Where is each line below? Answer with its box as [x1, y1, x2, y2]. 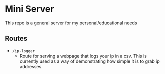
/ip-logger [12, 48, 35, 53]
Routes [5, 34, 28, 43]
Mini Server [5, 3, 54, 15]
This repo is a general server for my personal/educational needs [5, 20, 137, 26]
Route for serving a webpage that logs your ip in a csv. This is [19, 53, 147, 59]
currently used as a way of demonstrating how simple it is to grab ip [19, 58, 160, 64]
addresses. [19, 63, 43, 69]
